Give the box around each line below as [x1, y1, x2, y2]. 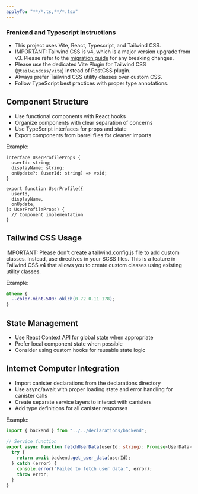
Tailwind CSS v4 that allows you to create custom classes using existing [6, 261, 182, 268]
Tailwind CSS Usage [6, 233, 82, 243]
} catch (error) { [11, 461, 58, 467]
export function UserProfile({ [6, 185, 84, 192]
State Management [6, 318, 78, 328]
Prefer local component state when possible [14, 340, 123, 347]
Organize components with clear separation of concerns [14, 119, 153, 126]
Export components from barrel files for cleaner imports [14, 131, 152, 138]
